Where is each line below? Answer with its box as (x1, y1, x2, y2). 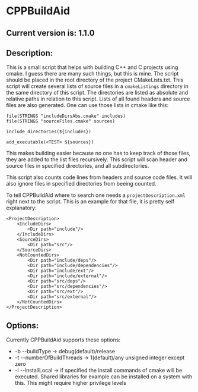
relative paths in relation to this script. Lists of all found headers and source (6, 95, 190, 102)
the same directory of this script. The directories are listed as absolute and (6, 89, 189, 96)
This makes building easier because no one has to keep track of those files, (6, 150, 191, 157)
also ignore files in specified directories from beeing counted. (6, 180, 157, 187)
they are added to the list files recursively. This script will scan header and (6, 156, 188, 163)
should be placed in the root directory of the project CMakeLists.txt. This (6, 76, 184, 84)
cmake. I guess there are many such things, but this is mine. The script (6, 70, 179, 77)
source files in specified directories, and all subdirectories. (6, 162, 149, 170)
